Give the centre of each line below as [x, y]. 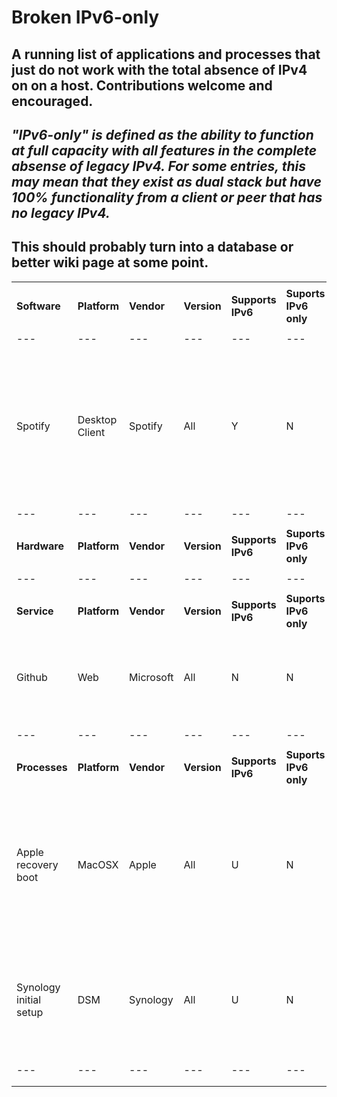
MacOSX [98, 864]
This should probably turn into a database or [152, 247]
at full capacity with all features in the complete [164, 150]
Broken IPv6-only [85, 17]
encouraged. [52, 101]
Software [38, 306]
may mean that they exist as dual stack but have [166, 181]
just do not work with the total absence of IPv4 [159, 69]
